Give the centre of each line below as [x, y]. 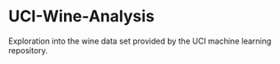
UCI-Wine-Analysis [81, 16]
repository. [28, 50]
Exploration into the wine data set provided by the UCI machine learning [140, 41]
